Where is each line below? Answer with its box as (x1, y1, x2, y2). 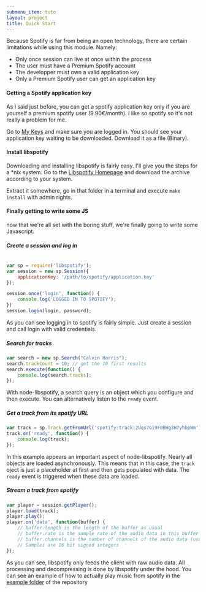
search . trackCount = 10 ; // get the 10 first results (6, 360, 147, 367)
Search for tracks (6, 339, 52, 347)
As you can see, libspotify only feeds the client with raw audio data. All (6, 559, 185, 566)
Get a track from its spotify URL (6, 409, 89, 417)
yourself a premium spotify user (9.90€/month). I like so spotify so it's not (6, 109, 193, 117)
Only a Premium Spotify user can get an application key (15, 75, 156, 83)
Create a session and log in (6, 242, 78, 249)
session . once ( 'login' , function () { (6, 291, 100, 297)
